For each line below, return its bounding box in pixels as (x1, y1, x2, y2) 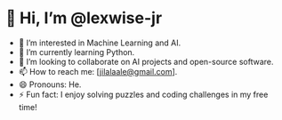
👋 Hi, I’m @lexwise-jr (5, 8, 163, 28)
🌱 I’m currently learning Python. (18, 46, 135, 57)
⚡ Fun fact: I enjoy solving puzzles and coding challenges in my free (18, 89, 269, 100)
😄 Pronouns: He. (18, 79, 82, 90)
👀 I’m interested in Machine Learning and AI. (18, 37, 181, 48)
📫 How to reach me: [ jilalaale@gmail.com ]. (18, 66, 178, 76)
